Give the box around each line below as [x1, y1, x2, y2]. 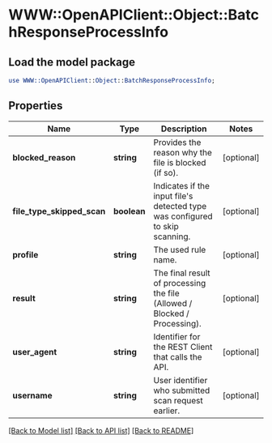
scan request [153, 394, 204, 406]
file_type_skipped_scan [12, 205, 106, 216]
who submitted [153, 385, 210, 396]
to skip [153, 220, 180, 232]
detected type [153, 200, 207, 211]
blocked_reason [12, 151, 76, 163]
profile [12, 249, 39, 260]
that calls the [153, 351, 202, 362]
